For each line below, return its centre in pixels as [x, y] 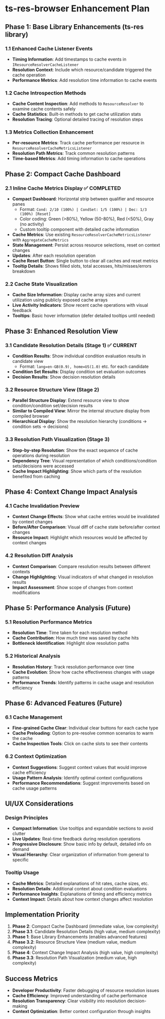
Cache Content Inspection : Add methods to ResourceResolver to [78, 104]
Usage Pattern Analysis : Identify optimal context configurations [77, 777]
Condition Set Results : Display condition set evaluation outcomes [79, 372]
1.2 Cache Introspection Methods [46, 93]
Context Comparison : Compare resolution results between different [81, 566]
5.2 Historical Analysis [33, 656]
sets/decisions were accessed [43, 466]
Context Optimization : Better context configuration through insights [82, 1012]
